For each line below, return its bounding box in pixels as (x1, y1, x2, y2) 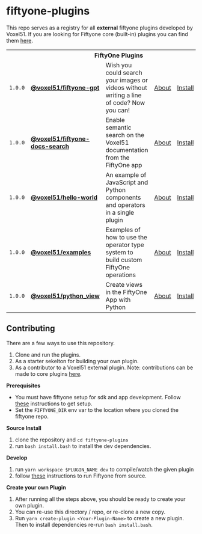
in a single (105, 208, 134, 216)
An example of (105, 170, 147, 179)
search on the (105, 130, 145, 139)
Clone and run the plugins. (14, 351, 81, 358)
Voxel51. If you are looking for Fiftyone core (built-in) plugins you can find (6, 30, 188, 37)
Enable (105, 115, 125, 124)
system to (105, 248, 133, 256)
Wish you (105, 61, 132, 69)
